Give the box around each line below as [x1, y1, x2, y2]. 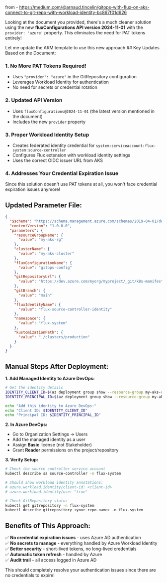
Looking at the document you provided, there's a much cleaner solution [5, 19, 152, 25]
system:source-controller [12, 147, 66, 152]
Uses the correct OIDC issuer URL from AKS [12, 157, 103, 163]
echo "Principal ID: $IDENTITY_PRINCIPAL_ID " [5, 413, 101, 418]
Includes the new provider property [12, 119, 86, 125]
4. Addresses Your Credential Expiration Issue [5, 169, 118, 176]
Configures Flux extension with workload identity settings [12, 152, 131, 158]
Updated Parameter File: [5, 201, 82, 209]
